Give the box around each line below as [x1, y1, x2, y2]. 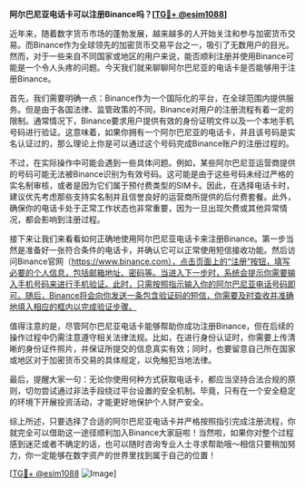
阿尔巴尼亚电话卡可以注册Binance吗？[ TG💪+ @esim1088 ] [9, 9, 228, 19]
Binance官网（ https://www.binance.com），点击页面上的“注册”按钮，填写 [16, 256, 290, 267]
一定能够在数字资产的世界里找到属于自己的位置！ [33, 450, 216, 461]
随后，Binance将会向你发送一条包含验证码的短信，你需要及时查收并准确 [25, 290, 295, 300]
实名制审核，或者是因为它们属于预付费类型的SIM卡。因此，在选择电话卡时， [9, 181, 295, 190]
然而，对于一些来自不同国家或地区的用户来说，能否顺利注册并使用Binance [9, 51, 287, 62]
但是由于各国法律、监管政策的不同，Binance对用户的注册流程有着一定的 [25, 104, 295, 114]
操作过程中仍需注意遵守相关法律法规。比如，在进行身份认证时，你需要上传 [9, 332, 288, 343]
